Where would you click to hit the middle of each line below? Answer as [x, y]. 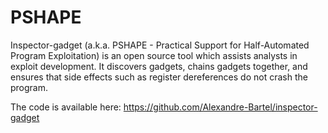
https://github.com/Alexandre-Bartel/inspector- [220, 107]
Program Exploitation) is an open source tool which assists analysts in [154, 55]
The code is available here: [66, 107]
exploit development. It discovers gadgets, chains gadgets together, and [159, 66]
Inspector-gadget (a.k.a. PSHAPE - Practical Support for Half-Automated [160, 45]
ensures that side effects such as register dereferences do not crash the [159, 77]
